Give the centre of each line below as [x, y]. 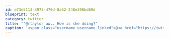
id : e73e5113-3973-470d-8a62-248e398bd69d [50, 10]
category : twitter [24, 19]
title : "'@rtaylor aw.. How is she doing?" [52, 23]
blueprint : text [22, 14]
